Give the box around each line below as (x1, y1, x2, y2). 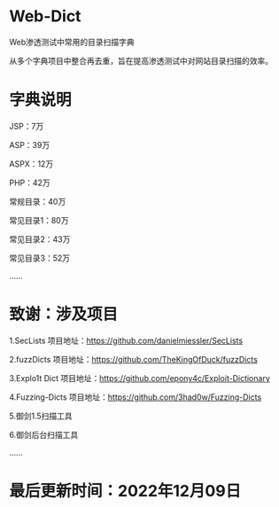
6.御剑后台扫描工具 (9, 429, 79, 440)
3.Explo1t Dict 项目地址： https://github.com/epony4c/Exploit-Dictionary (9, 372, 270, 383)
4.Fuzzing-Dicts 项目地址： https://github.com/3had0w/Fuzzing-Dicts (9, 392, 262, 402)
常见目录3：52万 (9, 253, 71, 263)
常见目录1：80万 (9, 214, 69, 225)
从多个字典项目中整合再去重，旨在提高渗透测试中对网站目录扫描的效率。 (9, 55, 273, 66)
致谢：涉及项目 (9, 304, 119, 324)
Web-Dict (9, 6, 81, 27)
